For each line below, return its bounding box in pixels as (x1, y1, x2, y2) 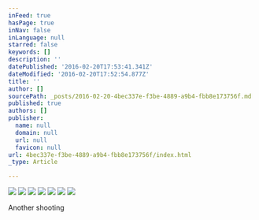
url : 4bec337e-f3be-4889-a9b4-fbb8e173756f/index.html (8, 151, 192, 158)
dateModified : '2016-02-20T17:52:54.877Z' (8, 70, 150, 78)
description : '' (8, 56, 61, 64)
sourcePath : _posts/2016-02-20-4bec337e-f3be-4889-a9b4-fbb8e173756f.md (8, 92, 252, 100)
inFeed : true (8, 11, 51, 20)
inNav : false (8, 26, 51, 34)
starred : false (8, 41, 58, 49)
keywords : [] (8, 48, 51, 56)
